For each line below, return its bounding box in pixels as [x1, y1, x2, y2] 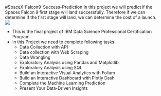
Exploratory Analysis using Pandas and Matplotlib [19, 60, 119, 65]
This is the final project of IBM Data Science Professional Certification [12, 29, 152, 34]
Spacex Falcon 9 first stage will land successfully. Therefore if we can [5, 9, 145, 15]
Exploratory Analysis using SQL [19, 65, 83, 70]
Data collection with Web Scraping [19, 49, 89, 55]
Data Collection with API [19, 44, 68, 50]
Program [12, 34, 30, 39]
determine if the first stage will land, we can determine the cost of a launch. [5, 15, 157, 20]
